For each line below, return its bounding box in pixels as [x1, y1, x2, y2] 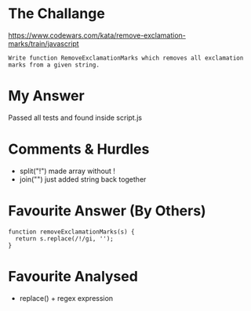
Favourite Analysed [8, 267, 139, 285]
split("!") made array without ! [19, 166, 116, 175]
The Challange [8, 5, 106, 23]
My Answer [8, 87, 85, 105]
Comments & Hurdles [8, 140, 150, 158]
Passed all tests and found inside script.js [8, 113, 143, 122]
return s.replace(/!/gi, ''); [15, 234, 114, 243]
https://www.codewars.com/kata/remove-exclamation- [8, 31, 186, 40]
